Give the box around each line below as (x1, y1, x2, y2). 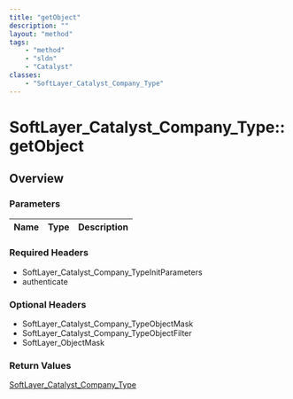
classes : (9, 71, 42, 80)
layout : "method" (9, 29, 73, 38)
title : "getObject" (9, 12, 81, 22)
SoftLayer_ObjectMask (21, 338, 104, 348)
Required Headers (9, 246, 89, 259)
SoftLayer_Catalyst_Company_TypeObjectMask (21, 318, 194, 329)
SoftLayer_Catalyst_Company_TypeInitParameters (21, 267, 203, 278)
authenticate (21, 276, 68, 286)
